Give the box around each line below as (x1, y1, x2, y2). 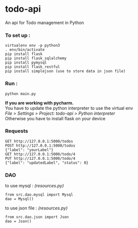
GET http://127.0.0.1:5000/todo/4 (5, 152, 76, 156)
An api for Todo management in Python (5, 20, 84, 25)
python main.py (5, 91, 36, 96)
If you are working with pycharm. (5, 100, 74, 106)
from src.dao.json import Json (5, 215, 69, 220)
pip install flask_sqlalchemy (5, 56, 67, 61)
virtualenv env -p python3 (5, 43, 60, 48)
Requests (5, 127, 28, 134)
